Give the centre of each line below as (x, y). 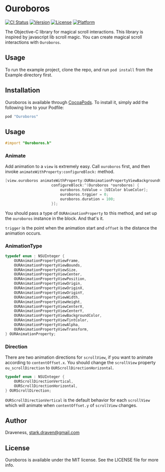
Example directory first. (29, 75)
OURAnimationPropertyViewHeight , (48, 302)
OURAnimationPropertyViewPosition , (50, 279)
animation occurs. (23, 233)
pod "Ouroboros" (22, 116)
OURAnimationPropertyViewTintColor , (52, 320)
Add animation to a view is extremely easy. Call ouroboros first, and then (78, 167)
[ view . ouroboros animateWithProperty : (45, 181)
